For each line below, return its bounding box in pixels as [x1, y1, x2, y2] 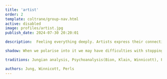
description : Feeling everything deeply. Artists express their [5, 39, 143, 45]
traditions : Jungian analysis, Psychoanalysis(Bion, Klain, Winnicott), [5, 57, 159, 62]
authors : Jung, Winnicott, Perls [5, 66, 75, 71]
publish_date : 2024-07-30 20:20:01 [5, 30, 79, 35]
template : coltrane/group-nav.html [5, 16, 79, 21]
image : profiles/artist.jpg [5, 26, 64, 31]
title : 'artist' [5, 7, 39, 12]
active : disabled [5, 21, 41, 26]
